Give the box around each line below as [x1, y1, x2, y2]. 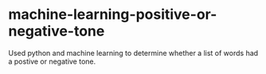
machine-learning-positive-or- [8, 6, 217, 24]
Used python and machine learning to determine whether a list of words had [8, 48, 259, 57]
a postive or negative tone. [8, 57, 96, 66]
